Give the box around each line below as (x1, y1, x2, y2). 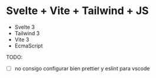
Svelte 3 (14, 23, 35, 30)
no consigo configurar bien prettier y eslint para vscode (14, 65, 150, 72)
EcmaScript (14, 42, 43, 49)
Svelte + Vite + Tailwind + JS (6, 4, 149, 18)
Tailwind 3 (14, 29, 40, 36)
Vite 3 (14, 36, 29, 43)
